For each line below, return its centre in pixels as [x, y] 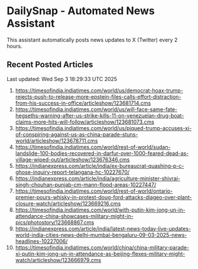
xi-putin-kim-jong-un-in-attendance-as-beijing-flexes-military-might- [100, 254]
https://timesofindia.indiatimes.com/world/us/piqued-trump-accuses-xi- [103, 128]
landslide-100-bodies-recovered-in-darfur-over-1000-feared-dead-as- [102, 153]
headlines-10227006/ [41, 241]
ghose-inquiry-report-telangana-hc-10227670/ [72, 172]
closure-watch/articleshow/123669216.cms [68, 203]
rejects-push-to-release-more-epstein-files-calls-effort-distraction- [98, 96]
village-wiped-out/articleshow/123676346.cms [72, 159]
